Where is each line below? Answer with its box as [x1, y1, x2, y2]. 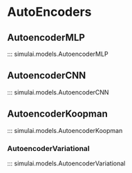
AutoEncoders [7, 4, 92, 20]
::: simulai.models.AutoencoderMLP [7, 50, 109, 58]
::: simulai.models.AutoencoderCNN [7, 88, 109, 96]
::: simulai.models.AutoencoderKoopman [7, 126, 123, 134]
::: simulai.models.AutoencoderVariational [7, 159, 126, 167]
